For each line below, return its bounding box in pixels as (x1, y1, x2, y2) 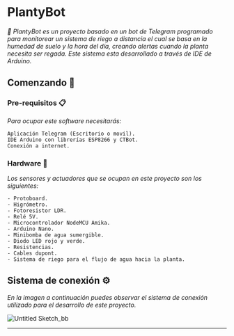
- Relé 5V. (7, 213, 39, 220)
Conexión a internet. (7, 142, 70, 150)
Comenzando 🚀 (7, 77, 75, 89)
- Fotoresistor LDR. (7, 207, 68, 214)
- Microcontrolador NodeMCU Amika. (7, 219, 111, 226)
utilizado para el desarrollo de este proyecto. (7, 301, 136, 309)
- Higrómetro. (7, 201, 49, 208)
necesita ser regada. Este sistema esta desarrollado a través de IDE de (7, 49, 212, 58)
